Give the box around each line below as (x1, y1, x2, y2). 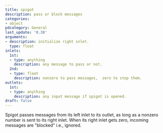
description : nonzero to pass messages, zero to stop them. (14, 76, 142, 80)
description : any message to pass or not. (14, 62, 102, 67)
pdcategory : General (5, 26, 48, 30)
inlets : (5, 48, 21, 53)
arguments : (5, 35, 28, 40)
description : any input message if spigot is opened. (14, 94, 127, 99)
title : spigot (5, 7, 34, 12)
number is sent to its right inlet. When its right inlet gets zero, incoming (5, 117, 149, 123)
